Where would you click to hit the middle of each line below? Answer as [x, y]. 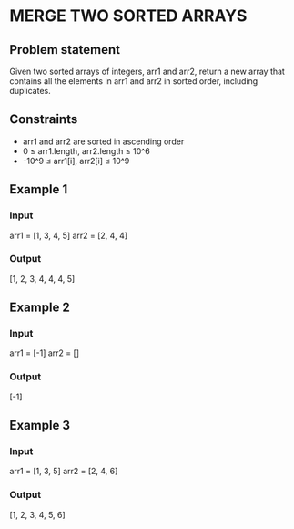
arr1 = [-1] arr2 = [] [45, 353]
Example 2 [40, 308]
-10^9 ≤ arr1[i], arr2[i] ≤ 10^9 [76, 161]
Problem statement [65, 50]
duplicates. [30, 91]
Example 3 [40, 425]
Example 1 [39, 189]
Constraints [44, 119]
